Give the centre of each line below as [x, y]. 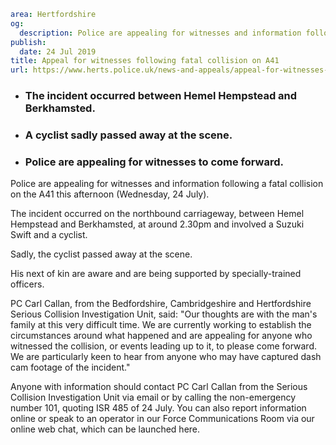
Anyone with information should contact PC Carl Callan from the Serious [159, 387]
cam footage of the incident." [70, 367]
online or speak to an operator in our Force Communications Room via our [162, 419]
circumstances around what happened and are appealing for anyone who [161, 336]
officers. [27, 284]
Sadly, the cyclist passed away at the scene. [101, 254]
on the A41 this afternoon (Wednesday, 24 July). [110, 194]
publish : [28, 42]
